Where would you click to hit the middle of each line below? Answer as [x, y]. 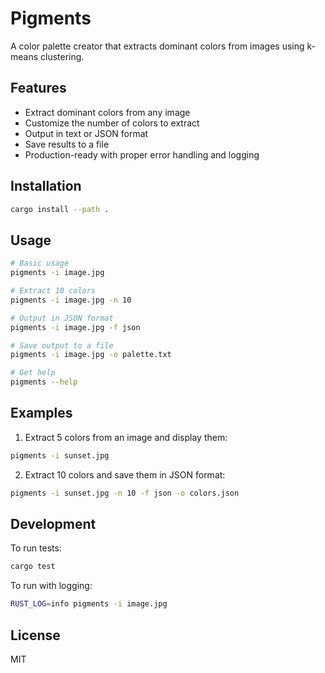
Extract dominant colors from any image [107, 112]
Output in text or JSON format [86, 133]
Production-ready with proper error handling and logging [142, 154]
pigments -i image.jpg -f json [75, 327]
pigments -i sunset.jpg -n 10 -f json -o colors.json [125, 493]
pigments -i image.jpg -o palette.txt [91, 355]
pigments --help [44, 382]
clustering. [62, 56]
